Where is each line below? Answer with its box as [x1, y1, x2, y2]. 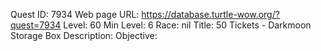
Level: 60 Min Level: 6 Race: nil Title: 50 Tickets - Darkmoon [63, 19, 312, 31]
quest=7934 [10, 19, 62, 31]
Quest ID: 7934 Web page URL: [10, 9, 140, 20]
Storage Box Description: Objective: [10, 30, 158, 41]
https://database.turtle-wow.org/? [141, 9, 280, 20]
